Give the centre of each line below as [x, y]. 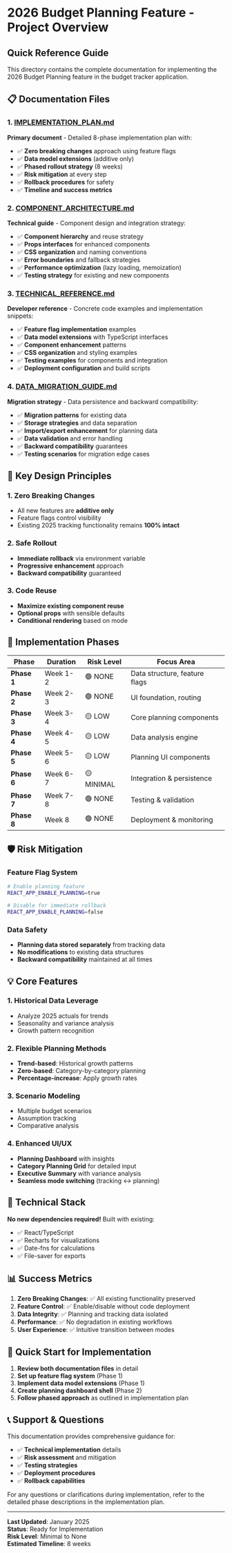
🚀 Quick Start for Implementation [79, 1352]
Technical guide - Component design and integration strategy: [97, 223]
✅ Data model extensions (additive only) [76, 158]
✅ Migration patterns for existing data [72, 415]
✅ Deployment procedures [56, 1473]
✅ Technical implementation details [69, 1449]
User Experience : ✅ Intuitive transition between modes [96, 1330]
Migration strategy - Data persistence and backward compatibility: [103, 401]
